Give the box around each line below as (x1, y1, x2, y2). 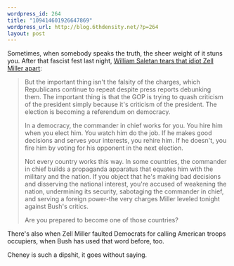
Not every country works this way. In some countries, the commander (24, 158, 227, 166)
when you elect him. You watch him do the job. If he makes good (24, 129, 212, 137)
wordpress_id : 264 (7, 10, 61, 18)
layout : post (7, 30, 46, 37)
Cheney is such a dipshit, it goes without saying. (7, 251, 148, 259)
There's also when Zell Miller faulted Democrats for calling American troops (7, 229, 226, 238)
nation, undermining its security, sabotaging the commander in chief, (24, 187, 224, 196)
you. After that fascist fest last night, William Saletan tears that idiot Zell (7, 57, 214, 65)
